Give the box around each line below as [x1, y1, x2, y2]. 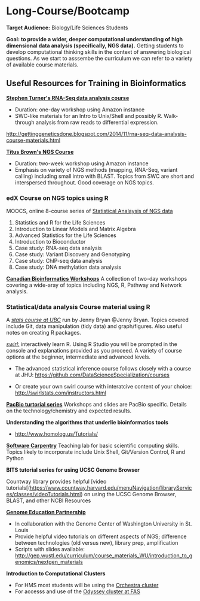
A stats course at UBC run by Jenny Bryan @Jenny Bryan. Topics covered [6, 316, 189, 324]
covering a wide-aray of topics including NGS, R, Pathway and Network [6, 281, 182, 289]
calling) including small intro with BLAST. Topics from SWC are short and [14, 172, 194, 180]
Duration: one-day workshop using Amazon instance [14, 106, 145, 113]
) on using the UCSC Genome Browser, [80, 491, 177, 498]
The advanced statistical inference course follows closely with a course [14, 365, 191, 372]
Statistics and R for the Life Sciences [14, 219, 106, 226]
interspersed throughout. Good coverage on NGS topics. [14, 178, 154, 186]
